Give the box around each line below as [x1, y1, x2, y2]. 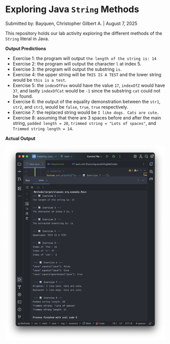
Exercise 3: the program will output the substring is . [12, 66, 122, 72]
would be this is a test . [12, 77, 67, 83]
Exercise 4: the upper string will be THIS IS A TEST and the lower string [12, 71, 161, 77]
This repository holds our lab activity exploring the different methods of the [5, 30, 162, 36]
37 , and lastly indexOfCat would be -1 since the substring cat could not [12, 87, 161, 93]
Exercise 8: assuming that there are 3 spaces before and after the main [12, 114, 161, 120]
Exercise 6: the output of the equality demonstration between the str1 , [12, 98, 161, 105]
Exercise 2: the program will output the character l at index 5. [12, 60, 142, 67]
